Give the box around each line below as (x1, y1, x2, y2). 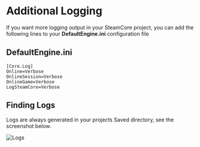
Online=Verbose (6, 68, 44, 74)
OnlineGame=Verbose (6, 79, 55, 85)
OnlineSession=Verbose (6, 73, 63, 80)
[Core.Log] (6, 63, 33, 69)
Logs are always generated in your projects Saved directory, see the (6, 116, 174, 123)
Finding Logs (6, 100, 56, 111)
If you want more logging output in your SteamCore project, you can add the (6, 24, 194, 31)
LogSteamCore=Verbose (6, 84, 60, 90)
